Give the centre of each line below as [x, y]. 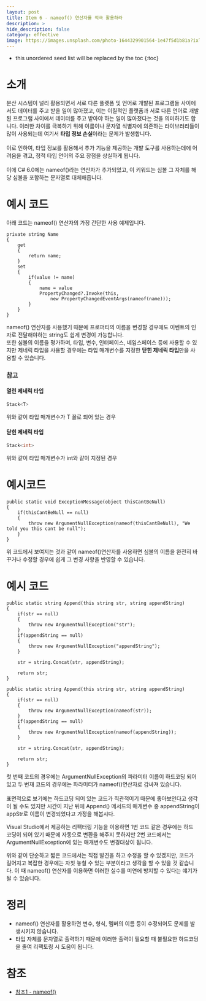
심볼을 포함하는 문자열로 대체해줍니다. [58, 177]
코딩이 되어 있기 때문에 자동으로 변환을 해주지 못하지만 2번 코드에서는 [89, 834]
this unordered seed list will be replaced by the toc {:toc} [87, 58]
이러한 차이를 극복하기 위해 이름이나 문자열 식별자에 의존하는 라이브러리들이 [109, 126]
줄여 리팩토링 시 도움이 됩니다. [58, 946]
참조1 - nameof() [36, 992]
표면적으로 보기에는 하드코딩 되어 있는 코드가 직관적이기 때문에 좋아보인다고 [97, 798]
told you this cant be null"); [46, 529]
